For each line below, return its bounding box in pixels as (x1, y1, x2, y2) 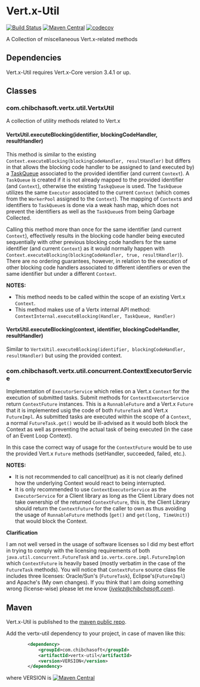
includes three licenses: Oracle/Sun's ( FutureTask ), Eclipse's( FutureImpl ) (6, 572, 186, 580)
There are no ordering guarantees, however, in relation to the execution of (6, 257, 188, 264)
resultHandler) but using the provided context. (6, 352, 122, 359)
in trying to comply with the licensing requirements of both (6, 547, 150, 554)
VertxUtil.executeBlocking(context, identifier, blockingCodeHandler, (6, 326, 180, 333)
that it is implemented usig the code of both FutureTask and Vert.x (6, 407, 168, 414)
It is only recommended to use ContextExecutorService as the (14, 486, 167, 493)
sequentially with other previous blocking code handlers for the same (6, 238, 177, 245)
